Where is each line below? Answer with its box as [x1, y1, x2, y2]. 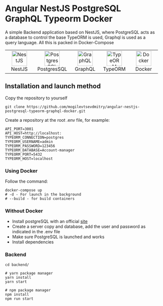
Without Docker [5, 207, 43, 214]
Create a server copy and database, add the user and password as [12, 224, 146, 229]
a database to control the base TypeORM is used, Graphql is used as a [5, 34, 146, 40]
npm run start [5, 296, 34, 301]
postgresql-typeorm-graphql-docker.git [5, 109, 86, 113]
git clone [5, 104, 25, 109]
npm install [5, 292, 29, 297]
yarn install [5, 275, 32, 280]
